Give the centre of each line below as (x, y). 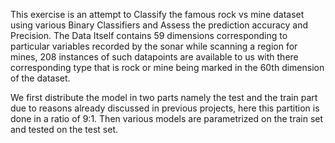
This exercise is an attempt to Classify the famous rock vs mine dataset (157, 14)
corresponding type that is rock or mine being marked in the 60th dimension (167, 67)
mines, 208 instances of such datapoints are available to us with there (154, 57)
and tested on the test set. (64, 129)
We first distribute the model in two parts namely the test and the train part (164, 97)
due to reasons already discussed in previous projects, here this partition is (165, 108)
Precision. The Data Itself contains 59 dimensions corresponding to (149, 35)
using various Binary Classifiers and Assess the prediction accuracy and (159, 25)
